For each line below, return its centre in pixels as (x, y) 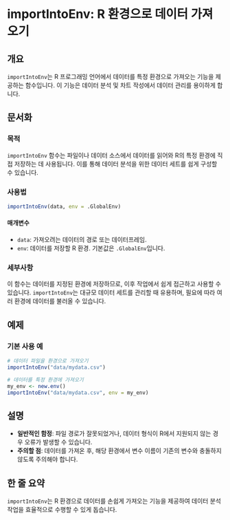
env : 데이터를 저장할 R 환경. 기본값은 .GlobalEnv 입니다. (91, 248)
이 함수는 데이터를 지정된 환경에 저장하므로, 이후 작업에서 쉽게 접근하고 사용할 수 (114, 284)
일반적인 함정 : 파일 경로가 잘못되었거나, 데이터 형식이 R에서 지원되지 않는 (114, 433)
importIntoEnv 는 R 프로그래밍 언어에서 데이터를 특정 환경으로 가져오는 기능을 (111, 77)
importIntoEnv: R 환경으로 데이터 (98, 14)
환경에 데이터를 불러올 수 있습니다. (60, 301)
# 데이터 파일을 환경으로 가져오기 (48, 361)
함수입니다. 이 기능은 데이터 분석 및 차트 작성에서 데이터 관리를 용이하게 (120, 85)
